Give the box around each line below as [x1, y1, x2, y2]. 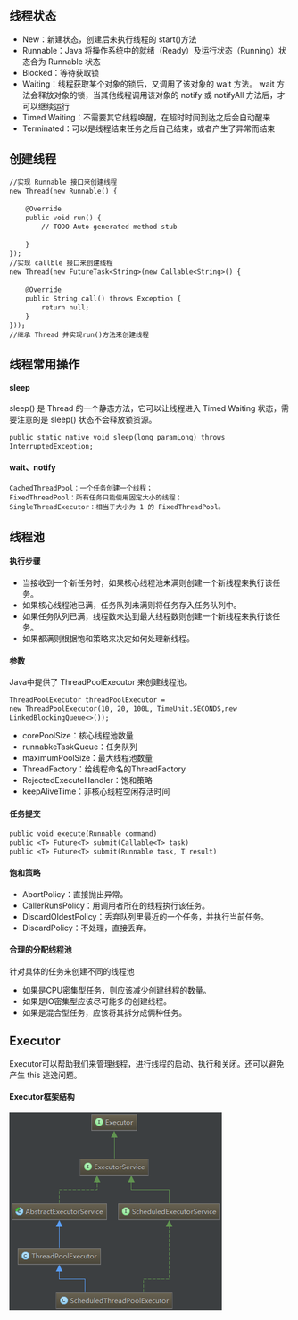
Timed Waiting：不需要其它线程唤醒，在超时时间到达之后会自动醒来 [21, 111, 271, 122]
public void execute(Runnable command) [9, 829, 158, 838]
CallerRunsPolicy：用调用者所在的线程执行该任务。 [21, 900, 210, 911]
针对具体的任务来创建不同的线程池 [9, 966, 135, 977]
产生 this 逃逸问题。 [9, 1069, 82, 1080]
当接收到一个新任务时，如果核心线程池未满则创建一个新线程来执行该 [21, 578, 273, 589]
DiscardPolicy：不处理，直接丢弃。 [21, 922, 152, 933]
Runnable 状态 [47, 56, 101, 67]
